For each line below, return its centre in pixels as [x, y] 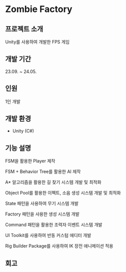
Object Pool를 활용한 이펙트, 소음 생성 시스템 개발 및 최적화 [63, 193]
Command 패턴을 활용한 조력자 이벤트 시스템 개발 [54, 225]
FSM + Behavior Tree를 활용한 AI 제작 [43, 171]
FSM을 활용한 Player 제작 [30, 161]
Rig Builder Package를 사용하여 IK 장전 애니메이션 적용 [59, 246]
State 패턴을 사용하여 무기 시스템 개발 [42, 203]
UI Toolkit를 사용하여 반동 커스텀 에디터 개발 [48, 235]
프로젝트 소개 [24, 29]
